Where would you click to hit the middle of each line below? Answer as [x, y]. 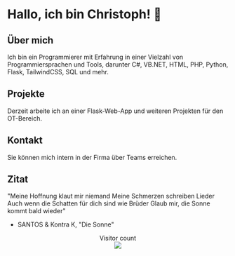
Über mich [31, 40]
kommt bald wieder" [36, 211]
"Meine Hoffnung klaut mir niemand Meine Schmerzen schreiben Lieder [111, 196]
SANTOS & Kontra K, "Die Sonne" [66, 224]
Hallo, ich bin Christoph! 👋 [85, 14]
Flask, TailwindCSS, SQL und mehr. [58, 72]
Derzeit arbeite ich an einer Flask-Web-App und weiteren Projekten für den [115, 111]
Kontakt [25, 141]
